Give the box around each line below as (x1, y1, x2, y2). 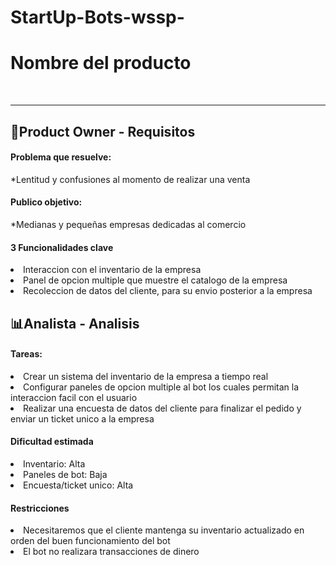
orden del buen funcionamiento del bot (10, 535, 171, 547)
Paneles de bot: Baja (23, 468, 108, 480)
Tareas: (10, 348, 43, 360)
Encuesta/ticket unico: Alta (23, 479, 134, 491)
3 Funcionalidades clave (10, 241, 114, 253)
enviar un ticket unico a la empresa (10, 412, 155, 425)
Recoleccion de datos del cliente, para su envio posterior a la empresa (23, 285, 313, 297)
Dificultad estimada (10, 436, 94, 448)
